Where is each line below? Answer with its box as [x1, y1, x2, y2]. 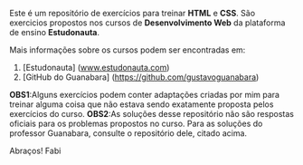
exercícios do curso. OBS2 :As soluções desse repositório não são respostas [9, 109, 294, 119]
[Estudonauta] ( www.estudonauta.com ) [22, 63, 170, 73]
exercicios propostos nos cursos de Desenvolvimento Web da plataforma [9, 17, 286, 28]
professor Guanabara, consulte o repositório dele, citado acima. [9, 128, 247, 139]
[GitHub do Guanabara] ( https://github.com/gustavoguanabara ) [22, 72, 260, 82]
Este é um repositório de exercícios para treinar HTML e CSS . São [9, 8, 256, 18]
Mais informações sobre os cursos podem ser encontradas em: [9, 44, 246, 55]
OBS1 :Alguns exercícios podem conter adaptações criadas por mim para [9, 90, 280, 100]
